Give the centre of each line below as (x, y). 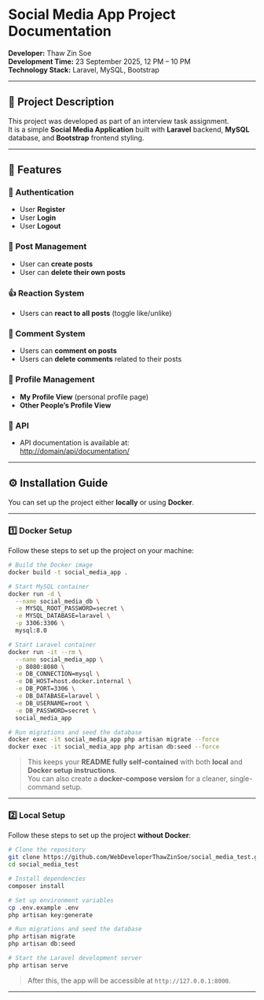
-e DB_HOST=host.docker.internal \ (73, 682)
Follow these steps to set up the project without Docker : (99, 835)
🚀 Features (35, 170)
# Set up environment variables (61, 900)
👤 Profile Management (51, 380)
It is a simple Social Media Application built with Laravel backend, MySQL (129, 129)
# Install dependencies (47, 879)
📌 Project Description (61, 102)
